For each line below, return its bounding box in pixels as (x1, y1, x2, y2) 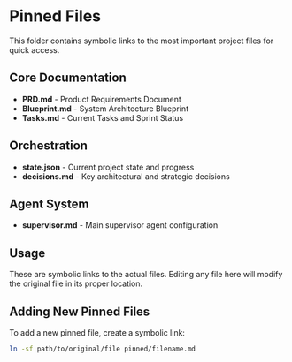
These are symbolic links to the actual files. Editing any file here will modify (9, 269, 283, 280)
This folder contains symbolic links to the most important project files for (9, 35, 274, 46)
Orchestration (9, 139, 88, 154)
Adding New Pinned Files (9, 304, 150, 319)
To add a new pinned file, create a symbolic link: (9, 328, 186, 337)
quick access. (9, 44, 60, 55)
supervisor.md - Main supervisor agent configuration (21, 220, 219, 230)
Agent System (9, 196, 90, 211)
